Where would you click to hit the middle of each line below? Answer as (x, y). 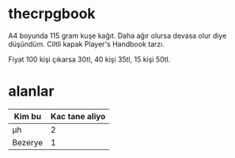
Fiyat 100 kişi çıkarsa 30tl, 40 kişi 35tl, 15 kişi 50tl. (89, 59)
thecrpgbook (52, 14)
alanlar (31, 91)
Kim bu (28, 116)
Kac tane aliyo (78, 116)
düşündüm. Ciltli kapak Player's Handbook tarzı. (86, 43)
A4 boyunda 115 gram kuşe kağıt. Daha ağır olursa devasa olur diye (117, 36)
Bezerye (28, 142)
